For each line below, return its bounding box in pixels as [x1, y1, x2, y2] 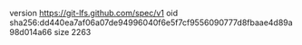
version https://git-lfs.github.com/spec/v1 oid [9, 8, 179, 18]
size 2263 [54, 27, 92, 37]
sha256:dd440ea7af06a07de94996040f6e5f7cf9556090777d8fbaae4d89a [9, 17, 293, 28]
